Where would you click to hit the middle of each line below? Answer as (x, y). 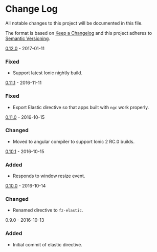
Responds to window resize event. (49, 176)
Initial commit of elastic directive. (48, 244)
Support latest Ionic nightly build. (48, 73)
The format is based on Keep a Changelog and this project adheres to (79, 33)
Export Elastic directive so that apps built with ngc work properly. (81, 107)
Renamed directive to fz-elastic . (48, 210)
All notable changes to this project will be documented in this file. (74, 23)
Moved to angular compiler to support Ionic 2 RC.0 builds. (73, 141)
